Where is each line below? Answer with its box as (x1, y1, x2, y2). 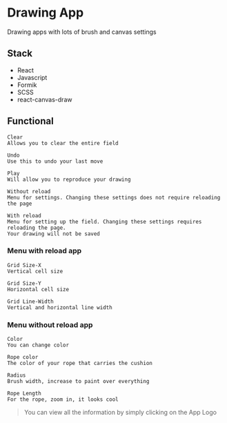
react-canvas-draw (17, 95, 72, 104)
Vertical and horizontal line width (7, 304, 112, 311)
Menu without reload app (7, 319, 93, 329)
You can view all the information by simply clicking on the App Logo (23, 409, 217, 417)
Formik (17, 81, 37, 89)
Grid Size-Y (7, 279, 41, 287)
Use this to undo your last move (7, 157, 103, 165)
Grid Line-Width (7, 298, 54, 305)
